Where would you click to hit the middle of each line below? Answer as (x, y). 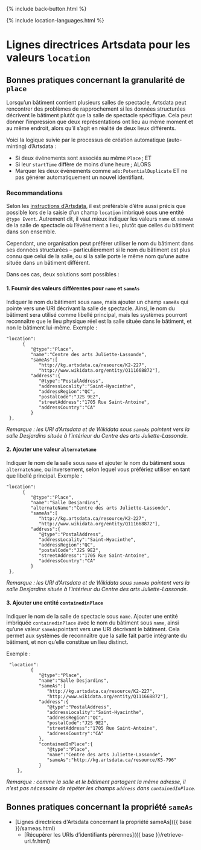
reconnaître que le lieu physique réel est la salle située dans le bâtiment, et (99, 321)
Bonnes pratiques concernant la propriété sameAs (100, 807)
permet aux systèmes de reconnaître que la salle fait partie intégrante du (97, 635)
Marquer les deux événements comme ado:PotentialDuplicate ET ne (101, 171)
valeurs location (48, 58)
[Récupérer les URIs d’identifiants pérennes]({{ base (89, 834)
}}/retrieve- (170, 834)
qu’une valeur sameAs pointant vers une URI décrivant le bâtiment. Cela (93, 629)
